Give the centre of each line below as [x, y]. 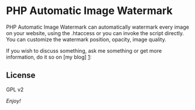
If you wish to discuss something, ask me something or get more [84, 50]
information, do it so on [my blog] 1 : [49, 57]
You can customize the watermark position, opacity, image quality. [86, 39]
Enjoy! [14, 101]
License [21, 75]
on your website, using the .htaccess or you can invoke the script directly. [95, 33]
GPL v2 [15, 90]
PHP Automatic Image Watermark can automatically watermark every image [97, 27]
